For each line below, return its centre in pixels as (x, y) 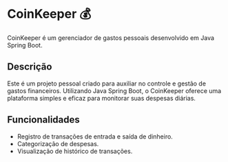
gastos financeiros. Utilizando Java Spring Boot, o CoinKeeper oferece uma (114, 90)
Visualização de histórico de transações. (75, 151)
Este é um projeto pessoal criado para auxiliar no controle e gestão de (107, 83)
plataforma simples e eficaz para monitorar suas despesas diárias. (102, 98)
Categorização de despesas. (58, 143)
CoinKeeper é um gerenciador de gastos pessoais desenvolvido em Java (111, 38)
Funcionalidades (44, 120)
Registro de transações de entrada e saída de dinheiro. (95, 136)
